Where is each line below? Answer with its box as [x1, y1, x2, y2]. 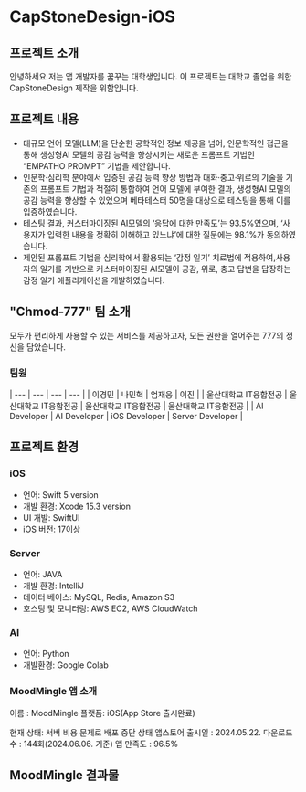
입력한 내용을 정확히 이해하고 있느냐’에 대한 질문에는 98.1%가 [47, 228, 265, 239]
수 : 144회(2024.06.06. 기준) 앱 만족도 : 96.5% [9, 738, 179, 749]
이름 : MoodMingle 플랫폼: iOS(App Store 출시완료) [9, 707, 196, 718]
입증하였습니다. [22, 206, 78, 216]
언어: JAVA [22, 568, 63, 579]
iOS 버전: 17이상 [22, 523, 80, 534]
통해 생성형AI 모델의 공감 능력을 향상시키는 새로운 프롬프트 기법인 [22, 149, 256, 160]
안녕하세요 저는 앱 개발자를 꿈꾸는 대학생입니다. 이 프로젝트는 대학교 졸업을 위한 [9, 71, 292, 81]
